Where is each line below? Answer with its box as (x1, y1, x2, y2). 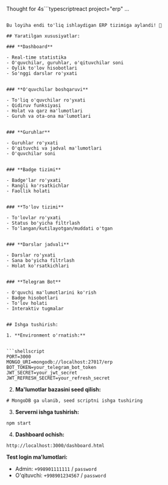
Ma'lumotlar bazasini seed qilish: (15, 386, 102, 393)
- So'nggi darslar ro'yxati (6, 70, 78, 76)
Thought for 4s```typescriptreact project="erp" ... (6, 5, 130, 12)
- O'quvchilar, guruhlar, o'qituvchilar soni (6, 60, 124, 66)
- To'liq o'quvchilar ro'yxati (6, 97, 86, 103)
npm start (6, 420, 32, 426)
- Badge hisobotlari (6, 295, 59, 301)
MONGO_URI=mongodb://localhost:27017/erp (6, 359, 113, 365)
